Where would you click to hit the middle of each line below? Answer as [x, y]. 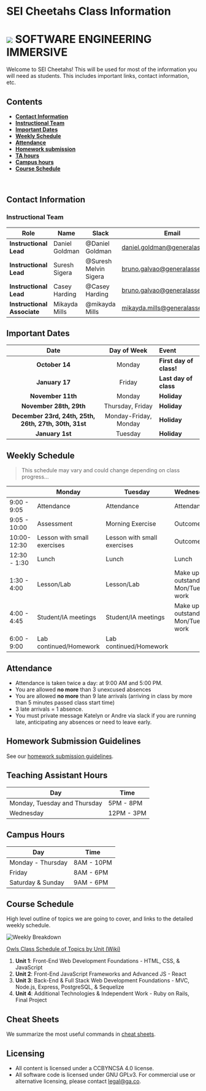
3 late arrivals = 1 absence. [49, 709]
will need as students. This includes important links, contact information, [98, 76]
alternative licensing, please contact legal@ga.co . [78, 1081]
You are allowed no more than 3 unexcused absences [83, 690]
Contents [25, 101]
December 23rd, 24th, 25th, [54, 416]
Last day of [176, 378]
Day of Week [128, 351]
